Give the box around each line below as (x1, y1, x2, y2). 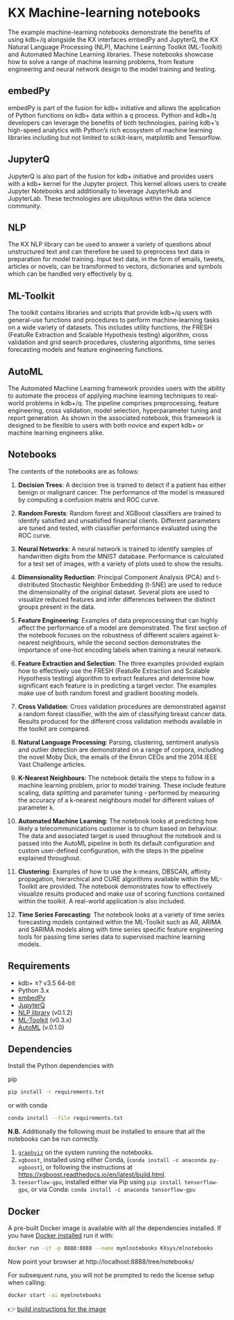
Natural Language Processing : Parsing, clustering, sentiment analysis (17, 738, 219, 746)
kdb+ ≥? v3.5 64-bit (17, 979, 76, 987)
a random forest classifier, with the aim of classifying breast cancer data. (17, 709, 227, 718)
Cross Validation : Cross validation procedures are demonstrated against (17, 702, 226, 711)
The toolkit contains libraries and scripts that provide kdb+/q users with (8, 309, 212, 317)
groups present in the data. (17, 603, 96, 611)
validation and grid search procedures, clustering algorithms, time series (8, 338, 216, 346)
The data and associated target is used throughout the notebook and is (17, 831, 222, 840)
